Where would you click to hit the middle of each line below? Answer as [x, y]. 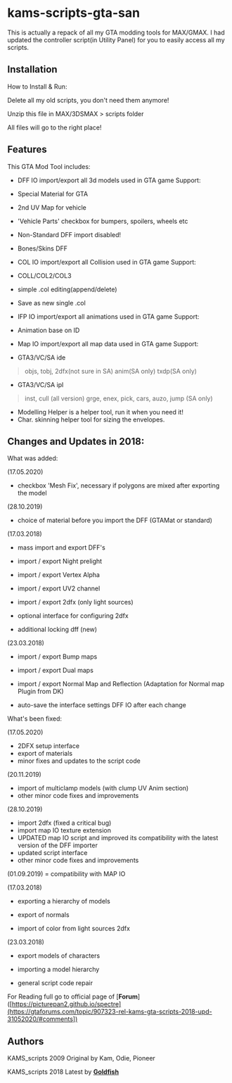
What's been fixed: [34, 718]
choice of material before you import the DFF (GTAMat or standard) [115, 520]
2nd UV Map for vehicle [52, 207]
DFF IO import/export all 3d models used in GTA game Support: [109, 180]
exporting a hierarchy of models [64, 901]
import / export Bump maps [57, 657]
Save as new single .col [51, 303]
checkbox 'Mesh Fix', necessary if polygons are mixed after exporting [118, 486]
